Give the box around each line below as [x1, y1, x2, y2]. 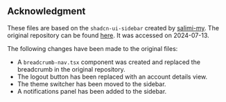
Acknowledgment [7, 6, 86, 17]
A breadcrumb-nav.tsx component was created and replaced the [17, 58, 201, 66]
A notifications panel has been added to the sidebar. [17, 87, 167, 95]
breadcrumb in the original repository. [17, 65, 126, 73]
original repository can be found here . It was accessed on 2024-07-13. [7, 31, 209, 39]
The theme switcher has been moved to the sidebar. [17, 79, 166, 88]
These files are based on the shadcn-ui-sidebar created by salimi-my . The [7, 23, 220, 32]
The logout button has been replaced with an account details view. [17, 72, 208, 81]
